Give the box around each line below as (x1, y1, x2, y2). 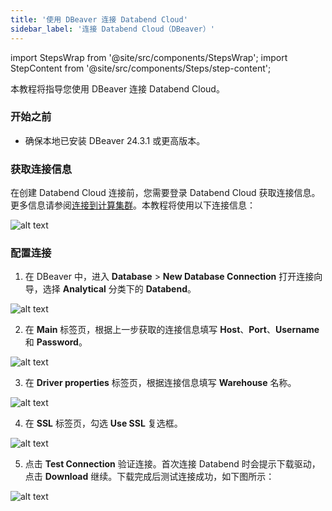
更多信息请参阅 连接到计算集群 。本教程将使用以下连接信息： (10, 199, 256, 211)
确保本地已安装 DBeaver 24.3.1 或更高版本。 (24, 134, 206, 146)
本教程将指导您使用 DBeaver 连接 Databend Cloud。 (10, 82, 225, 95)
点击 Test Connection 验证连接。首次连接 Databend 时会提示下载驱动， (24, 458, 321, 470)
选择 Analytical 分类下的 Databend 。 (42, 283, 197, 295)
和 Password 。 (24, 336, 88, 348)
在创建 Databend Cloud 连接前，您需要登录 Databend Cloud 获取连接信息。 (10, 187, 321, 199)
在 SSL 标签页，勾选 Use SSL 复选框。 (24, 417, 183, 430)
